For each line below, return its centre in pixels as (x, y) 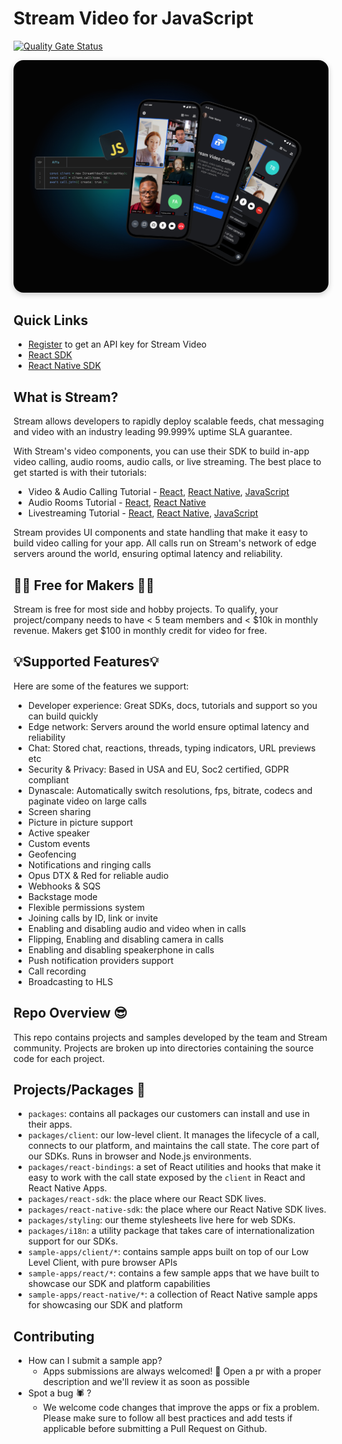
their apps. (50, 1124)
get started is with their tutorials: (80, 473)
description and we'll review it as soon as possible (146, 1382)
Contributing (54, 1336)
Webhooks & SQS (64, 886)
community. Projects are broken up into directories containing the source (164, 1048)
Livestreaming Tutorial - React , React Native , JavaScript (143, 513)
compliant (48, 779)
